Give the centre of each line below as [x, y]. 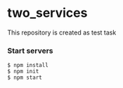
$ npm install [28, 65]
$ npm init [23, 72]
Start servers [31, 51]
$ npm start [25, 78]
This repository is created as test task [62, 32]
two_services [47, 13]
